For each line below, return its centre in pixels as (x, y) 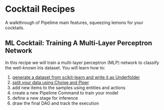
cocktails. (15, 27)
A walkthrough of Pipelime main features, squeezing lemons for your (74, 22)
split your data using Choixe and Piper (50, 82)
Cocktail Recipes (40, 9)
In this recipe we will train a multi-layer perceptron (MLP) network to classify (82, 63)
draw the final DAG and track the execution (56, 103)
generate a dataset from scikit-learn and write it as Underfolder (76, 77)
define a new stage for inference (45, 98)
